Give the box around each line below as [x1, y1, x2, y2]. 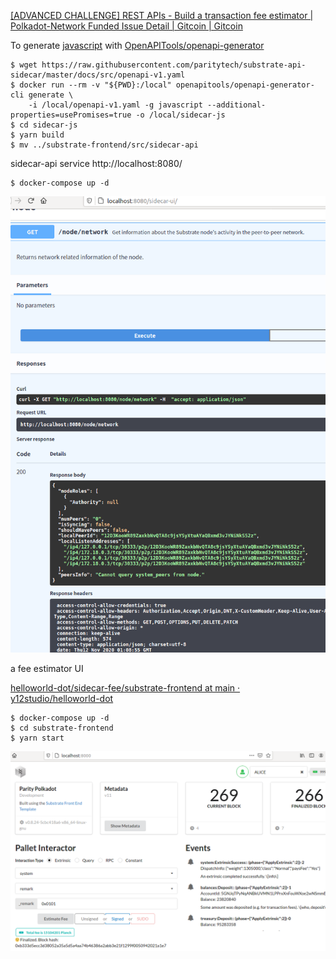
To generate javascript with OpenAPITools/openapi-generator [10, 40, 265, 51]
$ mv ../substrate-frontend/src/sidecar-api [10, 140, 199, 150]
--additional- [206, 100, 267, 110]
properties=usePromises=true [10, 110, 132, 120]
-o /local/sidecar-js [135, 110, 226, 120]
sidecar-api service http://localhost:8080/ [10, 158, 183, 169]
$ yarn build [10, 130, 65, 140]
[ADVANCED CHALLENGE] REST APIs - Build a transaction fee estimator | [10, 10, 314, 21]
